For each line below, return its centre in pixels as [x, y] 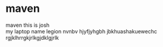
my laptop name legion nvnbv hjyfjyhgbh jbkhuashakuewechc [81, 31]
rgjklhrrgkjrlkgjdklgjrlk [32, 37]
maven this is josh [28, 25]
